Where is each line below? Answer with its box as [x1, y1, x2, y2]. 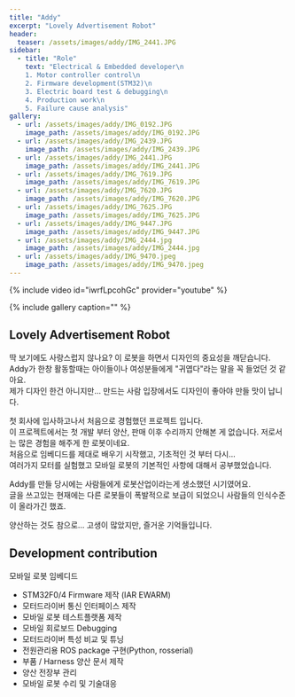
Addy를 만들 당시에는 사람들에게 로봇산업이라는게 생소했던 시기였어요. [9, 478, 251, 489]
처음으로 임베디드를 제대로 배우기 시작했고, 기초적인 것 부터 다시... [9, 449, 237, 459]
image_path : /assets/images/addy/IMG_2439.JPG [25, 145, 200, 153]
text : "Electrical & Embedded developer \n [25, 63, 184, 72]
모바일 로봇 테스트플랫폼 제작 [21, 611, 122, 622]
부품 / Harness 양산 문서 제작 [21, 655, 124, 666]
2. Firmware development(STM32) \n [25, 79, 152, 88]
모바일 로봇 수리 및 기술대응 [21, 677, 118, 688]
